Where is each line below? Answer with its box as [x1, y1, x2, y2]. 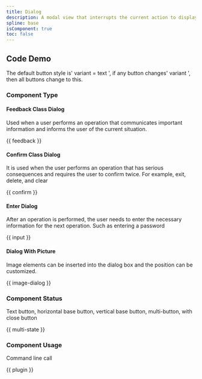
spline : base [6, 20, 39, 26]
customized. [6, 267, 37, 274]
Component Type [6, 91, 58, 99]
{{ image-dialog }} [6, 279, 51, 286]
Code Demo [6, 54, 51, 64]
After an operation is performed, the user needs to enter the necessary [6, 216, 182, 223]
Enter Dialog [6, 202, 38, 209]
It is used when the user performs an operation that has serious [6, 164, 164, 171]
